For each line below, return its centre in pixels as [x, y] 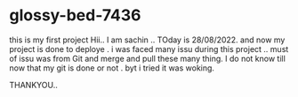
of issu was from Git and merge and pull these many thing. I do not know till [148, 58]
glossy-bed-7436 [75, 15]
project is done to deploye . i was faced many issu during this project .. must [149, 48]
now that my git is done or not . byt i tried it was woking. [112, 68]
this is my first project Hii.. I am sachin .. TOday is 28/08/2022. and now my [147, 40]
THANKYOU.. [33, 85]
